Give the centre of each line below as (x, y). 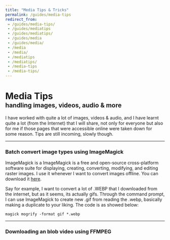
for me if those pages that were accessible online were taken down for (79, 128)
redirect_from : (21, 19)
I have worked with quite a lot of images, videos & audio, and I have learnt (82, 117)
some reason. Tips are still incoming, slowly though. (59, 134)
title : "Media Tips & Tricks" (37, 10)
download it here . (24, 179)
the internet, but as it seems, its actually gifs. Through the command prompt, (85, 194)
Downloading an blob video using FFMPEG (58, 232)
